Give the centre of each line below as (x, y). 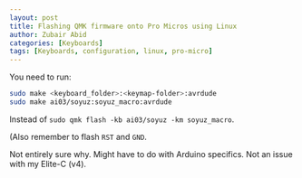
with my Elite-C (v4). (48, 164)
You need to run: (40, 77)
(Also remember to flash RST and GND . (78, 136)
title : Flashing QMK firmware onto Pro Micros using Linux (123, 26)
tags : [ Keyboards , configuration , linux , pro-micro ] (111, 52)
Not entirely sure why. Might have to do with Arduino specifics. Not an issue (151, 154)
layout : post (34, 18)
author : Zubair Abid (49, 34)
